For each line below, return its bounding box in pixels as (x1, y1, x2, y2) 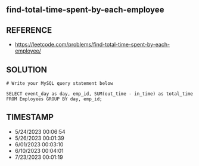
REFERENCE (6, 25, 52, 35)
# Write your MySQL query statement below (6, 81, 113, 87)
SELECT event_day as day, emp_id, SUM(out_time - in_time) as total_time (6, 91, 194, 97)
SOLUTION (6, 64, 48, 75)
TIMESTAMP (6, 112, 54, 122)
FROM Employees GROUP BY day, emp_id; (6, 96, 102, 102)
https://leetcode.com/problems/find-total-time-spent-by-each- (14, 41, 170, 48)
